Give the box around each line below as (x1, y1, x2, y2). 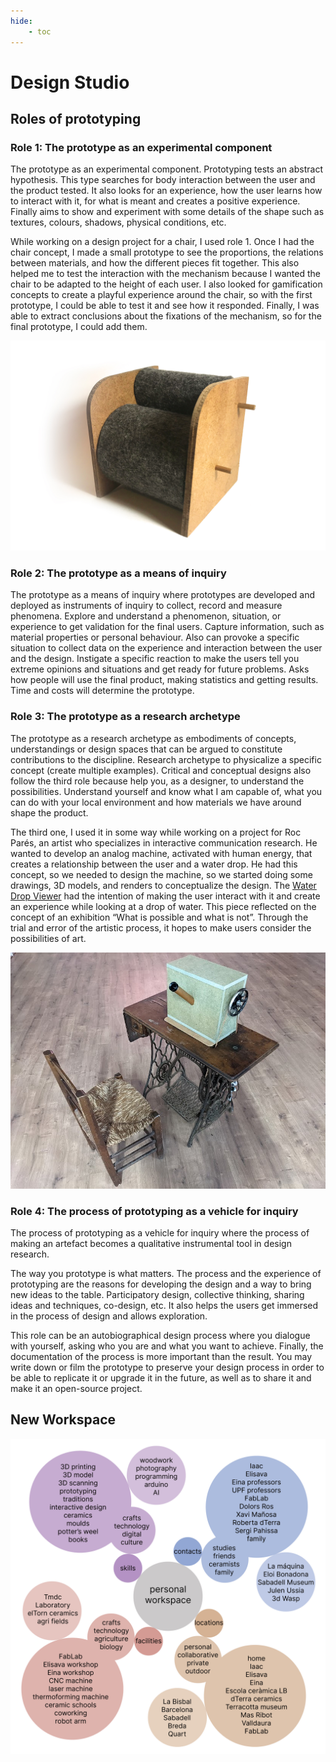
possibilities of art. (10, 932, 87, 944)
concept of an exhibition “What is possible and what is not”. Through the (10, 911, 309, 923)
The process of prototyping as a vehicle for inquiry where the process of (10, 1226, 310, 1239)
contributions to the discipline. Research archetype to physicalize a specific (10, 753, 322, 765)
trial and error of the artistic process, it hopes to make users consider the (10, 921, 312, 934)
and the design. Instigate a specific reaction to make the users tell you (10, 653, 300, 665)
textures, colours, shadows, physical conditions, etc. (10, 216, 227, 229)
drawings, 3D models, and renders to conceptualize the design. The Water (10, 879, 317, 891)
